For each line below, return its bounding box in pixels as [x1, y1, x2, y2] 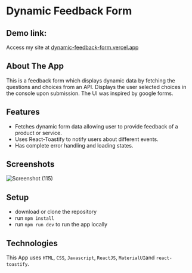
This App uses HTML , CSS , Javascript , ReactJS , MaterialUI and [6, 254, 155, 261]
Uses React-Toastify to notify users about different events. [14, 136, 159, 143]
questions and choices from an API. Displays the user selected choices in [6, 83, 187, 90]
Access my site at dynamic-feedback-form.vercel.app [6, 44, 139, 51]
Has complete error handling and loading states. [14, 142, 134, 149]
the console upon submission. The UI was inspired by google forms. [6, 90, 174, 97]
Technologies [6, 238, 58, 249]
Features [6, 107, 40, 117]
